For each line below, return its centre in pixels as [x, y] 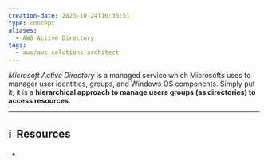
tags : [17, 45]
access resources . [39, 101]
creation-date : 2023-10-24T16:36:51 [69, 16]
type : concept [32, 23]
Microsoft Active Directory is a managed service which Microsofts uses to [130, 75]
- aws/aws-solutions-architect [67, 53]
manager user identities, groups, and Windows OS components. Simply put [132, 84]
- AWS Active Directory [55, 38]
